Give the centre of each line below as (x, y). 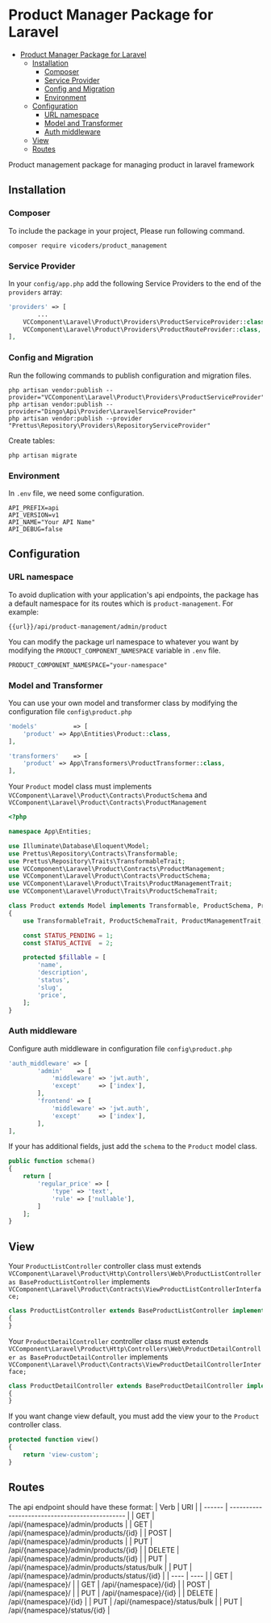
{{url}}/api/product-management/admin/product (88, 627)
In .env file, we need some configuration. (77, 493)
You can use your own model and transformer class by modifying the (123, 703)
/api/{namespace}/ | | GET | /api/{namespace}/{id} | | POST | (109, 1584)
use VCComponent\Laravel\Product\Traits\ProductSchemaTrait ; (113, 891)
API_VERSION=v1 (34, 515)
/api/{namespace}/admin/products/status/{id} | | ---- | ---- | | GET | (121, 1575)
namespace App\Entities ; (50, 831)
